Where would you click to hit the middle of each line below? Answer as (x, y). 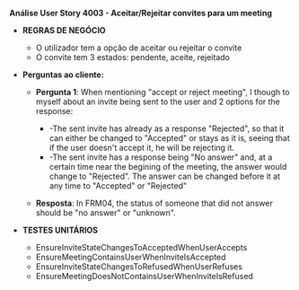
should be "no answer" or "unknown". (106, 213)
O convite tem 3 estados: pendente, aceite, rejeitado (133, 57)
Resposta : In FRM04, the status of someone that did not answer (154, 203)
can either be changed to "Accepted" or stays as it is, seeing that (169, 138)
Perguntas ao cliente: (63, 75)
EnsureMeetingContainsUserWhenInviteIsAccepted (131, 257)
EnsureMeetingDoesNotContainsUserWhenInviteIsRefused (145, 276)
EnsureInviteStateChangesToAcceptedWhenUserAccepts (141, 247)
